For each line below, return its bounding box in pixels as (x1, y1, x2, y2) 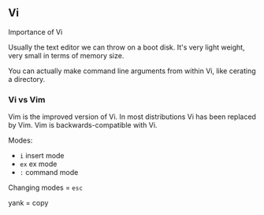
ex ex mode (19, 159, 58, 169)
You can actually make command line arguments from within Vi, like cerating (8, 66, 256, 76)
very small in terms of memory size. (8, 50, 125, 60)
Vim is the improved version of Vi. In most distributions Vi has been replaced (8, 112, 256, 121)
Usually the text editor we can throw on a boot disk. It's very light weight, (8, 43, 246, 52)
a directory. (8, 74, 46, 83)
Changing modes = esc (8, 183, 83, 192)
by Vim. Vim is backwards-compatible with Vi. (8, 120, 158, 130)
